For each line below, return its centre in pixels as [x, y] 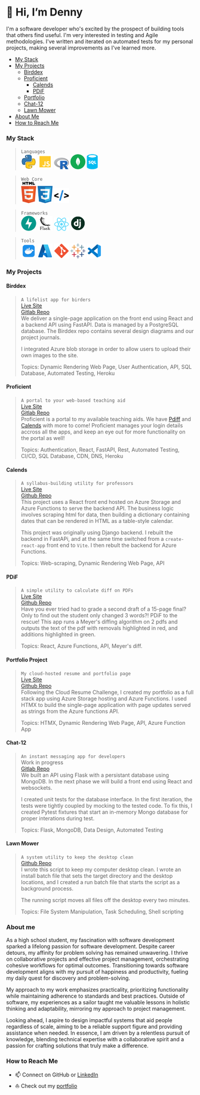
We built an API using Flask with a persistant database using [95, 775]
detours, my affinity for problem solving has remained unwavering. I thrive [97, 953]
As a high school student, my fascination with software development [90, 940]
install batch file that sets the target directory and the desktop [97, 876]
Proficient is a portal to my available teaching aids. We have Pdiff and [106, 419]
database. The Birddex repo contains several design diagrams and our [107, 331]
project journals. [41, 337]
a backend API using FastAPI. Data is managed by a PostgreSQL [100, 324]
